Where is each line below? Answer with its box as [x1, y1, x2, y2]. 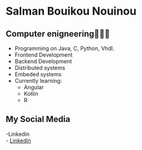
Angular [23, 84, 44, 91]
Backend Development [14, 58, 72, 65]
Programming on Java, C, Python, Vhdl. [14, 45, 114, 52]
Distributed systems [14, 64, 65, 71]
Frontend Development [14, 51, 73, 59]
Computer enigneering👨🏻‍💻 [6, 29, 111, 39]
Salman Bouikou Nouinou [6, 4, 137, 18]
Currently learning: [14, 77, 62, 84]
